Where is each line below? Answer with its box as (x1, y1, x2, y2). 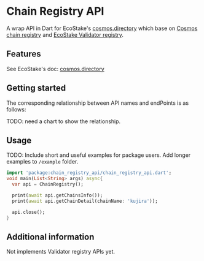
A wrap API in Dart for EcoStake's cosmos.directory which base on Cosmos (6, 25, 198, 32)
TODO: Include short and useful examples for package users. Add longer (6, 151, 191, 159)
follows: (6, 105, 26, 113)
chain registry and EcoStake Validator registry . (6, 31, 124, 38)
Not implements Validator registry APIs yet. (6, 248, 116, 255)
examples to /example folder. (6, 158, 79, 165)
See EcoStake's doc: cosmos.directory (6, 65, 104, 72)
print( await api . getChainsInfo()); (12, 192, 103, 199)
